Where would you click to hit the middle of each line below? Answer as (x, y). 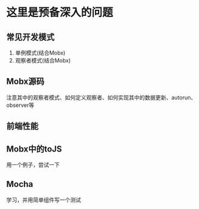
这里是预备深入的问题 (60, 13)
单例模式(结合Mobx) (40, 53)
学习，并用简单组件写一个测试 (44, 200)
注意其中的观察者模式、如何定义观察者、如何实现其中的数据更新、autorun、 (101, 97)
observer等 (20, 105)
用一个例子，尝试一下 (33, 165)
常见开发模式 (30, 37)
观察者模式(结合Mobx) (43, 61)
